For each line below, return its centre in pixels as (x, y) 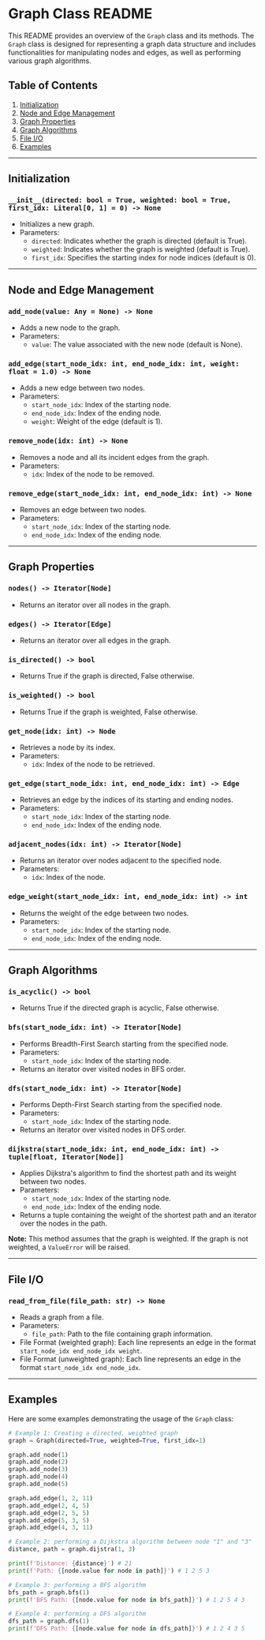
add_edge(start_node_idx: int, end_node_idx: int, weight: (124, 364)
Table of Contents (53, 86)
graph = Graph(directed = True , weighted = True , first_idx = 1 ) (107, 1440)
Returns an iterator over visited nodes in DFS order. (103, 1130)
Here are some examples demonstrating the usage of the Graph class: (121, 1418)
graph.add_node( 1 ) (38, 1455)
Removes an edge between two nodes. (83, 510)
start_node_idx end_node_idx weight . (81, 1351)
